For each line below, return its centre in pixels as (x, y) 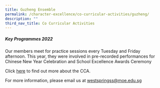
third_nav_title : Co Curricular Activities (50, 23)
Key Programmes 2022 (29, 39)
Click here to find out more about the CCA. (48, 71)
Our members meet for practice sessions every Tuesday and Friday (73, 51)
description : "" (21, 19)
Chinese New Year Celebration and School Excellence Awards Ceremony (79, 62)
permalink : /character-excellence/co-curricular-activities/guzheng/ (77, 14)
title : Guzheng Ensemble (30, 10)
